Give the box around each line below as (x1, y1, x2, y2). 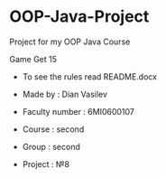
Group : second (22, 141, 81, 152)
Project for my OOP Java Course (9, 36, 131, 47)
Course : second (22, 124, 85, 135)
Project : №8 (22, 158, 70, 169)
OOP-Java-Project (9, 6, 150, 27)
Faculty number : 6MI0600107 (22, 106, 135, 117)
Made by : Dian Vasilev (22, 89, 108, 99)
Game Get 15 (9, 53, 57, 64)
